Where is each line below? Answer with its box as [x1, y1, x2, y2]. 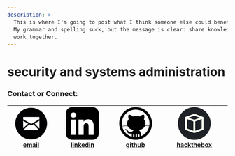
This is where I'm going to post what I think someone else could [13, 18, 211, 26]
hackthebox [176, 141, 212, 149]
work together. [13, 33, 58, 40]
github [125, 141, 145, 149]
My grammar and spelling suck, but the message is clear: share [13, 26, 205, 33]
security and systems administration [7, 64, 226, 80]
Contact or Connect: [7, 89, 78, 99]
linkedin [71, 141, 94, 149]
